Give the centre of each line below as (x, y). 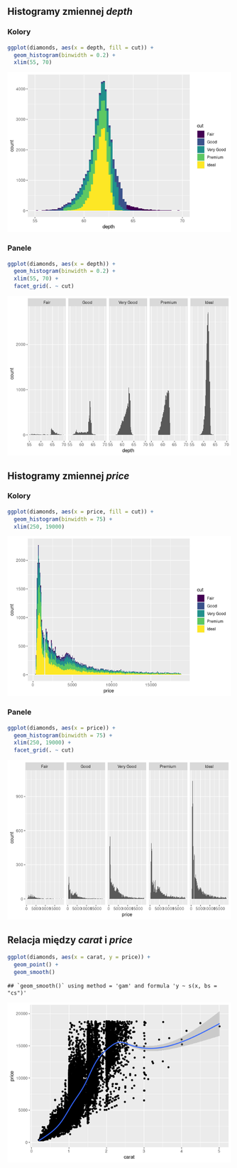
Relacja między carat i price (70, 940)
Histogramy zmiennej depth (70, 12)
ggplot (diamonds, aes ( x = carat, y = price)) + (79, 957)
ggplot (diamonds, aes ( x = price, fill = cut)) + (81, 512)
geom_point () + (36, 964)
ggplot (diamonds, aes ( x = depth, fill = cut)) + (81, 48)
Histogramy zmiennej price (68, 476)
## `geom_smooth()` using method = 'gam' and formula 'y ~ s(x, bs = (112, 986)
